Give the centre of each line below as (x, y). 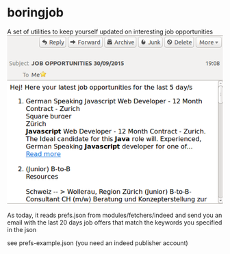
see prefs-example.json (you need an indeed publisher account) (98, 243)
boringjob (35, 13)
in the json (22, 230)
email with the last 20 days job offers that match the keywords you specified (115, 223)
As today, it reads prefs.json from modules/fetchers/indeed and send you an (115, 215)
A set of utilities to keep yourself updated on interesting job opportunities (110, 31)
